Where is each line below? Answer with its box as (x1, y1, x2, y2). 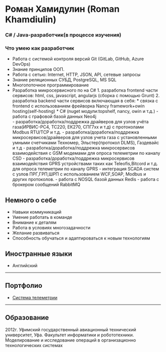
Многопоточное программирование (12, 82, 89, 88)
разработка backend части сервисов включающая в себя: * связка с (12, 98, 158, 104)
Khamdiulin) (5, 14, 57, 25)
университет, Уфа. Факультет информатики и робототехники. (5, 332, 134, 338)
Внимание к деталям (12, 219, 57, 225)
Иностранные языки (5, 249, 73, 258)
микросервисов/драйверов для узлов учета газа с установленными (12, 135, 157, 141)
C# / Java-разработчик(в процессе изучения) (5, 32, 122, 38)
